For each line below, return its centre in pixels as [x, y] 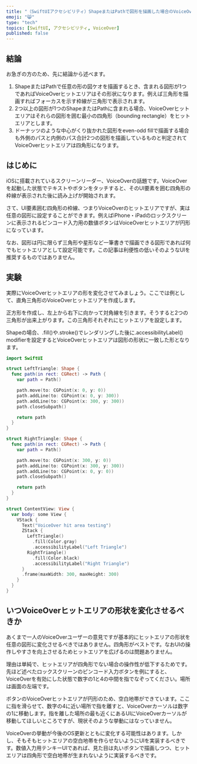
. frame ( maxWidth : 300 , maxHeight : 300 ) [70, 574]
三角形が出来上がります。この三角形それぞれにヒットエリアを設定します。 [96, 320]
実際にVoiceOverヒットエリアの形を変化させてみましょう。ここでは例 [90, 293]
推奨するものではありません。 [42, 257]
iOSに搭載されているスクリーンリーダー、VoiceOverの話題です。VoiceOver [97, 180]
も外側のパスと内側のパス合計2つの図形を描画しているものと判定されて [101, 138]
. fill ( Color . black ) [56, 558]
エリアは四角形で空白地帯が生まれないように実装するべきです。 [83, 755]
